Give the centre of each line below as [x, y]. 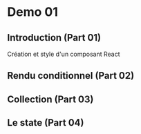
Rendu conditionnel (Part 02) [71, 76]
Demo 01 [33, 12]
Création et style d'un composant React [64, 54]
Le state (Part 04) [46, 123]
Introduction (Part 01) [54, 38]
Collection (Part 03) [50, 99]
